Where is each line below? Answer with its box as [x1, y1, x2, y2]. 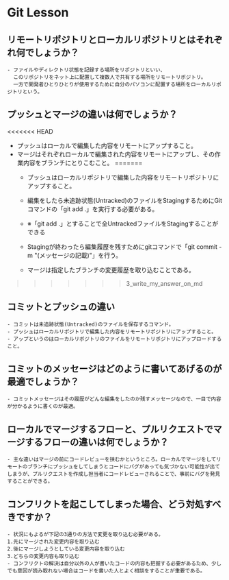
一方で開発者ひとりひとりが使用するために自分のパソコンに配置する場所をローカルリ [13, 81, 217, 88]
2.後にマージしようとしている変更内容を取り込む [7, 546, 125, 553]
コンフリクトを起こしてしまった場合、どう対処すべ [7, 498, 221, 510]
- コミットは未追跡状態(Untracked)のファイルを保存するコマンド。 [7, 321, 174, 328]
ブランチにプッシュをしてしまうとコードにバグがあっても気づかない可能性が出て [27, 463, 220, 470]
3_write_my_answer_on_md [126, 279, 203, 287]
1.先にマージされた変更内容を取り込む [7, 538, 100, 546]
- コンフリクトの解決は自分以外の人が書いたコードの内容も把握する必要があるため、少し [7, 560, 222, 567]
